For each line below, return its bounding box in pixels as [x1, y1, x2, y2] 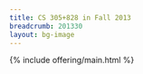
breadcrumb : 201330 [9, 22, 83, 31]
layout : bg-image [9, 30, 75, 39]
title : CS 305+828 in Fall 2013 [9, 13, 131, 23]
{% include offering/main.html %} [9, 55, 135, 66]
